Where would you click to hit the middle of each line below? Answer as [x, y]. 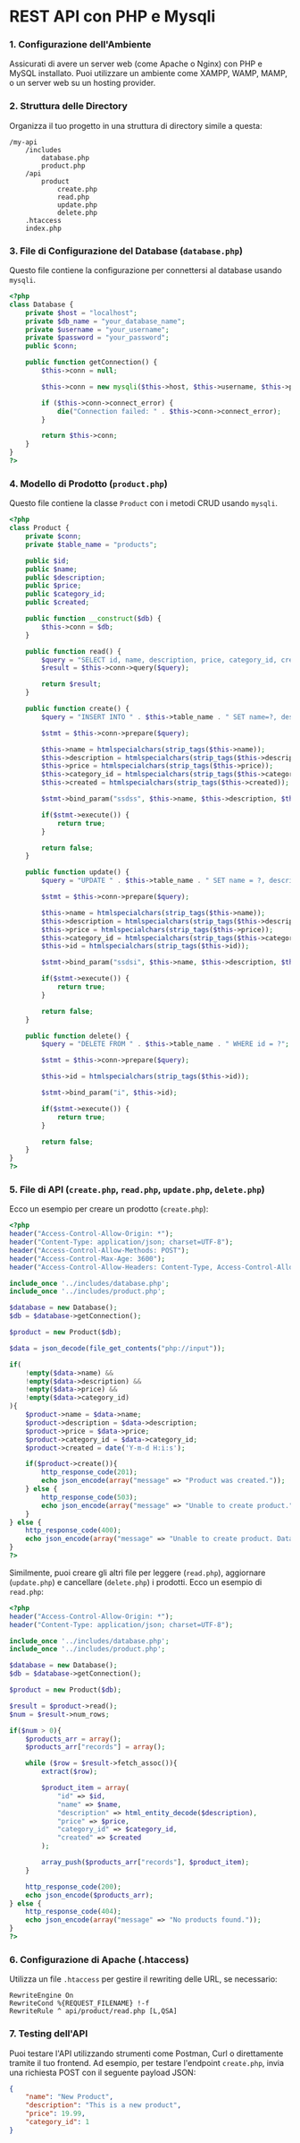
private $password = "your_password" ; [97, 338]
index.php [44, 228]
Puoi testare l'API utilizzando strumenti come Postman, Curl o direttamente [146, 2053]
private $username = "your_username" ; [97, 330]
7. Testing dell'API [49, 2034]
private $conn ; [54, 536]
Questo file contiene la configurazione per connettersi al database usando [146, 270]
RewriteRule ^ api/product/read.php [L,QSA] [93, 2011]
